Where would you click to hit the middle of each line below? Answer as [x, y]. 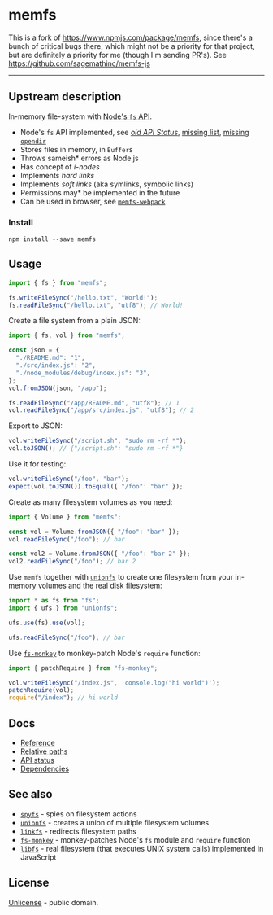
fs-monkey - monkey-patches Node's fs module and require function [135, 839]
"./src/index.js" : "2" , [56, 366]
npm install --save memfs [52, 239]
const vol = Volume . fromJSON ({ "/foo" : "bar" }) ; [94, 532]
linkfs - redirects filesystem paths [78, 831]
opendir [33, 141]
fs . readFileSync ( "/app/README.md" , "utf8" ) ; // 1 [94, 403]
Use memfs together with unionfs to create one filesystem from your [121, 577]
